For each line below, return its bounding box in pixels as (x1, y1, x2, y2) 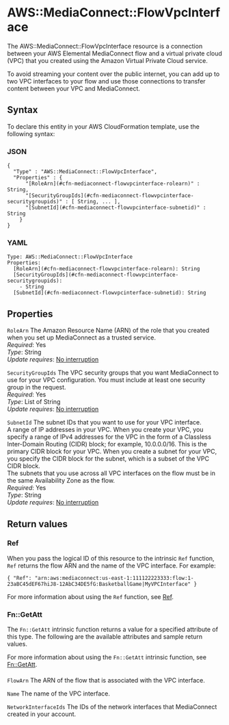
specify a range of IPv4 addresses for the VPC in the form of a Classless (7, 433, 212, 441)
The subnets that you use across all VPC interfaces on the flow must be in (7, 469, 215, 477)
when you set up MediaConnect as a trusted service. (7, 333, 156, 342)
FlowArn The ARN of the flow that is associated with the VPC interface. (7, 676, 205, 684)
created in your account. (7, 710, 77, 718)
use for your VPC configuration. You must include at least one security (7, 376, 206, 384)
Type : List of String (7, 398, 61, 406)
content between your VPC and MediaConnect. (7, 84, 140, 92)
